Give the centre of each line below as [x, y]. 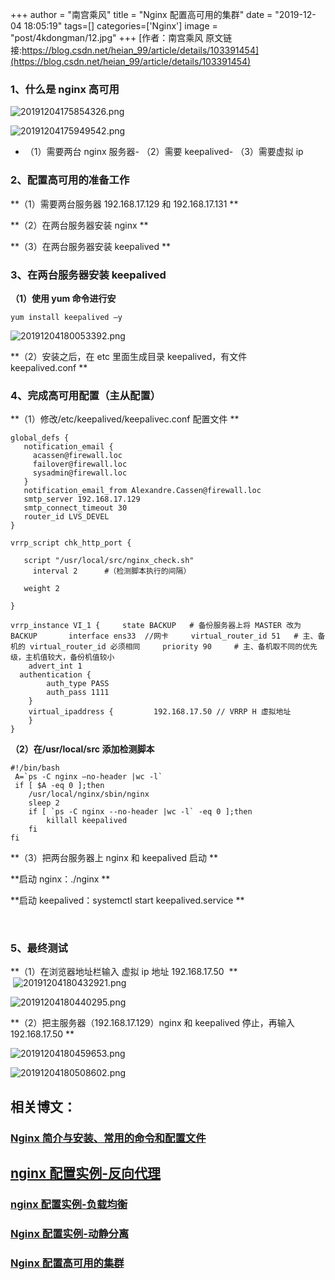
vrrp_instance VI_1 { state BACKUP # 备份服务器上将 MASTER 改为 [156, 626]
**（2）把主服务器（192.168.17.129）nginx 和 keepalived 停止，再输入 [152, 1023]
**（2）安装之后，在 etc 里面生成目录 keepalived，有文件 [129, 356]
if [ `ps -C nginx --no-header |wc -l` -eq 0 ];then [140, 812]
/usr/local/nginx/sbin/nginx [89, 794]
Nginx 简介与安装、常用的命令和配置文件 [108, 1138]
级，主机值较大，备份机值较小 [62, 658]
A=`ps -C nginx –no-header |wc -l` [88, 777]
